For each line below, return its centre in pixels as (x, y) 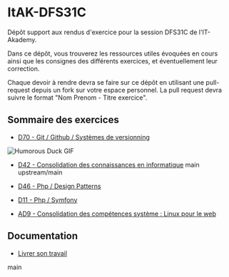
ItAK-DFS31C (47, 12)
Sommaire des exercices (63, 120)
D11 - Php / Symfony (47, 199)
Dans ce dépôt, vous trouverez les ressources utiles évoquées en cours (113, 53)
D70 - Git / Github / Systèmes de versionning (83, 137)
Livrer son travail (42, 253)
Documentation (43, 236)
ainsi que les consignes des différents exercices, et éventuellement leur (112, 61)
